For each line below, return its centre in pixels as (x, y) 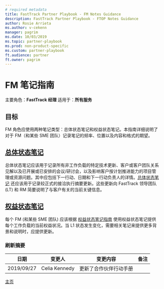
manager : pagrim (21, 32)
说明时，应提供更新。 (35, 231)
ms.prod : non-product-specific (37, 46)
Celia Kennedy (58, 268)
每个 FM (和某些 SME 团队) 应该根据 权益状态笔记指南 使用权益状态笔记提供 (81, 219)
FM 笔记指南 (30, 85)
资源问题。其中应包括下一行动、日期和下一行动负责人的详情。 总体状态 (84, 177)
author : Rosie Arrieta (28, 23)
